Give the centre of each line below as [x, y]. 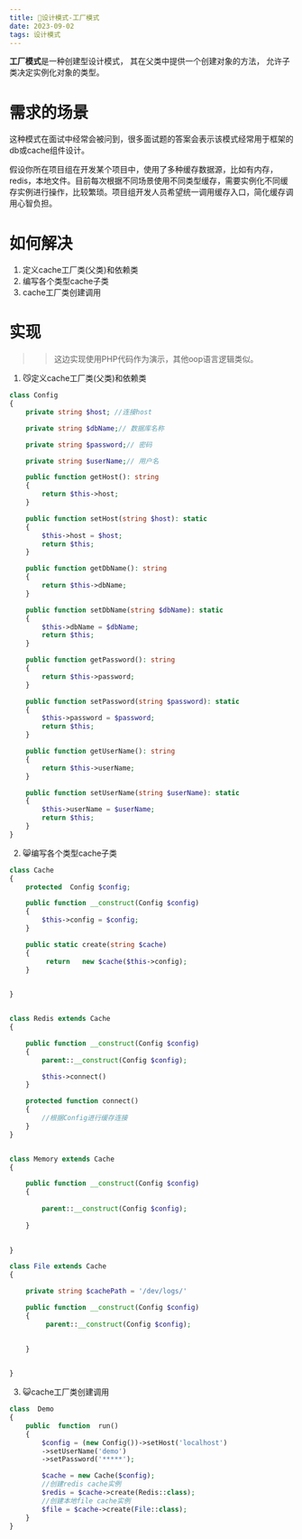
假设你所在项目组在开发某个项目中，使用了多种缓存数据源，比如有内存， [143, 170]
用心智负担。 [33, 203]
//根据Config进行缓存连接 [85, 1118]
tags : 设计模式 [35, 34]
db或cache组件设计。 [50, 151]
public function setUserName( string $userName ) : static [133, 793]
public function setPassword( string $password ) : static [133, 701]
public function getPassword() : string [101, 660]
